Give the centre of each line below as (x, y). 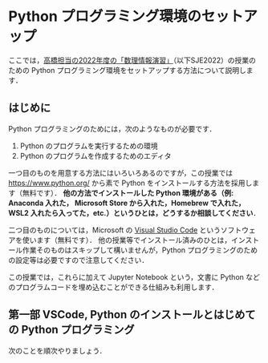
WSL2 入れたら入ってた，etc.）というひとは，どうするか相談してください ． (134, 212)
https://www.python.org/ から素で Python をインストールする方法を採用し (130, 183)
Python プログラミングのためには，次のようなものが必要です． (112, 128)
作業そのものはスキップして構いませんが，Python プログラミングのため (140, 250)
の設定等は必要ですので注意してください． (79, 260)
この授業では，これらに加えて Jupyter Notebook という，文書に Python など (134, 276)
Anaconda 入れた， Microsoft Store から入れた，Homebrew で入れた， (127, 203)
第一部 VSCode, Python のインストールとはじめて (132, 315)
